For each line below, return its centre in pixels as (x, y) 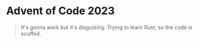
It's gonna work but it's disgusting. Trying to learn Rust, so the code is (106, 27)
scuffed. (31, 33)
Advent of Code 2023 (60, 11)
